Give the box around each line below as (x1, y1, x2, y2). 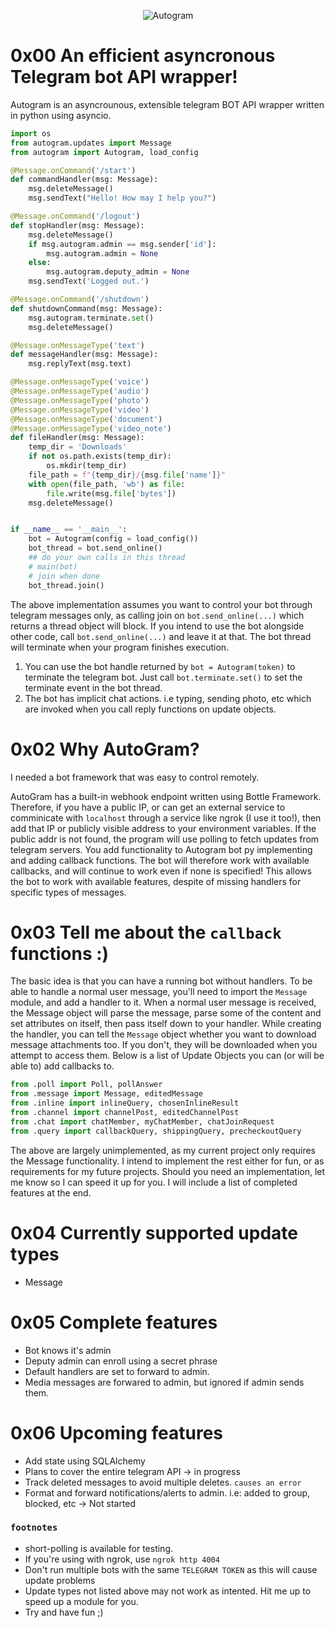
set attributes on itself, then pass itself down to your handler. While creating (10, 1018, 322, 1030)
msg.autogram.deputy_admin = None (46, 267, 190, 277)
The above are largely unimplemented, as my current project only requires (10, 1144, 316, 1156)
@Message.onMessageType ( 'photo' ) (10, 395, 150, 405)
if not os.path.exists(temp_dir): (28, 451, 172, 462)
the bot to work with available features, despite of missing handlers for (10, 875, 302, 887)
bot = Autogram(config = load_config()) (28, 534, 199, 544)
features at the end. (10, 1186, 92, 1199)
